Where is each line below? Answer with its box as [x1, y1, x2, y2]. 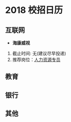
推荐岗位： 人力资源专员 [12, 57, 61, 62]
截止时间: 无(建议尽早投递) [12, 51, 66, 56]
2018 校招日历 [5, 4, 63, 16]
